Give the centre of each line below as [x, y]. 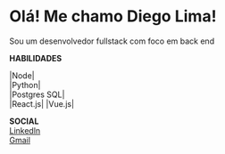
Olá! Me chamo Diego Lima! [113, 16]
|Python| [25, 85]
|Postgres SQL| [37, 94]
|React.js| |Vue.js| [42, 103]
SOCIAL [24, 121]
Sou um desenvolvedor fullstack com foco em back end [112, 41]
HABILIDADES [36, 58]
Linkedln [25, 130]
